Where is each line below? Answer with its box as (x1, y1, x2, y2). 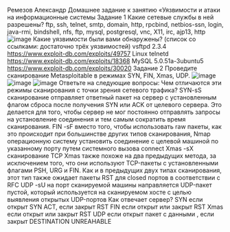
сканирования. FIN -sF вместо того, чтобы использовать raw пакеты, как (7, 123, 222, 130)
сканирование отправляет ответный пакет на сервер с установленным (7, 93, 217, 102)
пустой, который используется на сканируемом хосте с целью (7, 188, 192, 196)
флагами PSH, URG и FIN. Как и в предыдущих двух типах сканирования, (7, 166, 222, 174)
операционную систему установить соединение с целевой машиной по (7, 137, 218, 145)
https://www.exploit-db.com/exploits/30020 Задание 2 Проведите (7, 65, 198, 72)
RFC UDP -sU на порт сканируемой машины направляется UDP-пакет (7, 181, 213, 189)
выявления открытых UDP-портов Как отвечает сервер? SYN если (7, 196, 203, 203)
